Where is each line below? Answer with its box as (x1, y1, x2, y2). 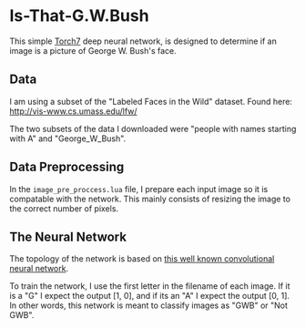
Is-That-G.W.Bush (9, 5, 149, 26)
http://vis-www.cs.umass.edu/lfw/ (9, 106, 138, 117)
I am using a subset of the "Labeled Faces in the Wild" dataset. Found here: (9, 96, 293, 107)
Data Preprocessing (9, 159, 125, 175)
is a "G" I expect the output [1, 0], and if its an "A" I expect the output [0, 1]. (9, 291, 290, 302)
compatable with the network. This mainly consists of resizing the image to (9, 193, 291, 204)
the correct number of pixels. (9, 202, 119, 214)
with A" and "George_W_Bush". (9, 133, 127, 144)
